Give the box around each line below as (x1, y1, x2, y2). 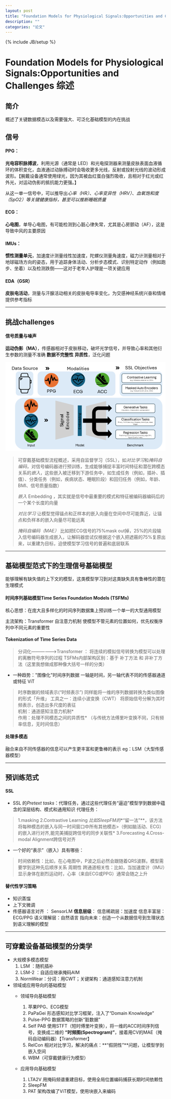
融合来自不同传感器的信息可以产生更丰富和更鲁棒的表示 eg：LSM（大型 (5, 745, 155, 752)
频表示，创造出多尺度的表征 (17, 702, 76, 708)
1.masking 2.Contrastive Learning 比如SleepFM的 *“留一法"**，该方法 (17, 817, 163, 823)
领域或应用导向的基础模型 (12, 982, 67, 988)
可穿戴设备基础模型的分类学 (5, 942, 93, 951)
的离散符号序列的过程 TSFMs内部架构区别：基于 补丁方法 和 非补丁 (17, 655, 158, 661)
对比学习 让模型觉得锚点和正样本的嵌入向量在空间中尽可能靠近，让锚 (17, 510, 162, 517)
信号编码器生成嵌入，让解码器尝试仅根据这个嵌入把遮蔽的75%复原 (22, 534, 161, 540)
